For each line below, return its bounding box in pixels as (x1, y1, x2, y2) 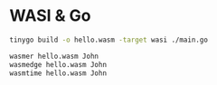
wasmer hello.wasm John (9, 52, 99, 61)
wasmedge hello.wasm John (9, 60, 107, 69)
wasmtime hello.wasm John (9, 69, 107, 78)
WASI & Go (9, 5, 91, 26)
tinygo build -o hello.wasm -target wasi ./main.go (9, 35, 208, 44)
